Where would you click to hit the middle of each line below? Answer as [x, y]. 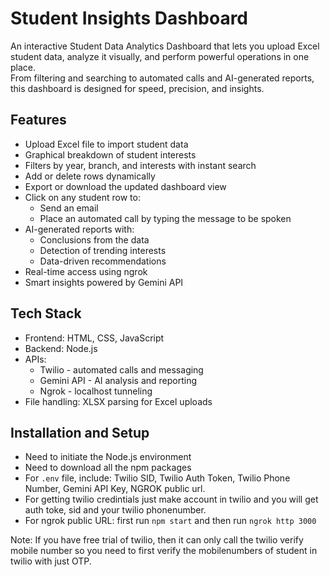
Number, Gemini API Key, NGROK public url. [115, 489]
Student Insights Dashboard [129, 18]
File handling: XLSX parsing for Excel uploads [118, 401]
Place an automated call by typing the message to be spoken [165, 218]
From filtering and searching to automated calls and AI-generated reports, [162, 78]
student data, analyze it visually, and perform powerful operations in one [160, 56]
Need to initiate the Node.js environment [108, 457]
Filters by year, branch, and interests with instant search [140, 165]
